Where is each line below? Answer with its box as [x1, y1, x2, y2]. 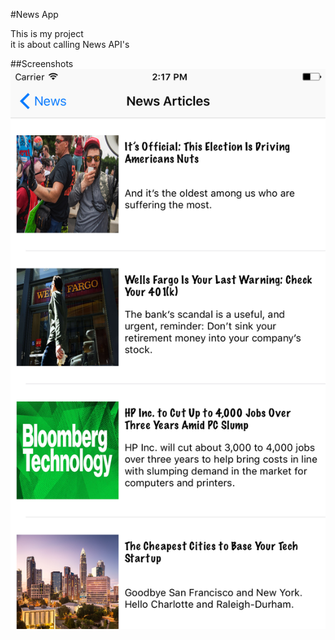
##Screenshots [10, 58, 74, 69]
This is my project [10, 28, 84, 39]
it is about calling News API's [10, 39, 130, 50]
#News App [10, 9, 59, 20]
